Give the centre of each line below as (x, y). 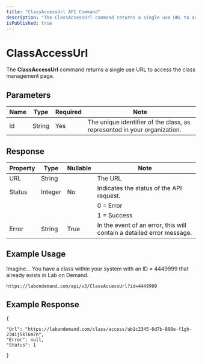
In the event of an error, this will (142, 225)
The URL (109, 178)
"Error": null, (25, 340)
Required (69, 112)
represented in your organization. (134, 130)
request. (109, 196)
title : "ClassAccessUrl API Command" (54, 12)
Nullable (79, 168)
